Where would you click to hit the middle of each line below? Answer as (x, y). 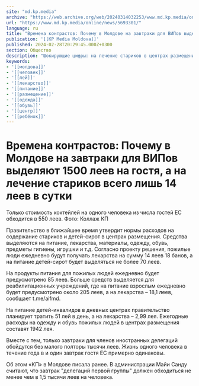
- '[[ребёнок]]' (26, 116)
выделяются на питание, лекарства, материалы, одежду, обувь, (87, 243)
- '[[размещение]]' (30, 94)
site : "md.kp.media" (32, 12)
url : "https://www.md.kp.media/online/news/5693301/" (74, 23)
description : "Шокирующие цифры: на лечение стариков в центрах (87, 56)
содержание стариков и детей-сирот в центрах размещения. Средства (97, 237)
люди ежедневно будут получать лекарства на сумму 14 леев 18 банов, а (99, 256)
